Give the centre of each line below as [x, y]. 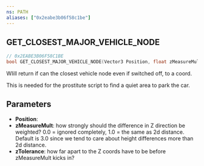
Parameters [29, 104]
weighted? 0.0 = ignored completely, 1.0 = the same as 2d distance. [100, 132]
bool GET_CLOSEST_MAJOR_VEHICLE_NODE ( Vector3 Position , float [87, 62]
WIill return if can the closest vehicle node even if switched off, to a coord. [99, 74]
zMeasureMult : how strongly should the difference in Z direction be [100, 125]
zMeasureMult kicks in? [45, 157]
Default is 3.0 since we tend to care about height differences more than [104, 138]
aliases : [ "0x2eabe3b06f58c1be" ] [49, 18]
